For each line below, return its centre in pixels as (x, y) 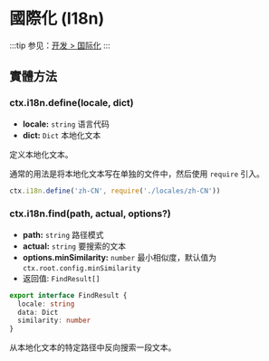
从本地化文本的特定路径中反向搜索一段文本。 (93, 347)
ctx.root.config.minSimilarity (82, 268)
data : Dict (38, 312)
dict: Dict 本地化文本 (62, 135)
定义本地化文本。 (41, 154)
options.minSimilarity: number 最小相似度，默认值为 (120, 257)
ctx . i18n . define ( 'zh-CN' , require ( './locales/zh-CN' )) (115, 191)
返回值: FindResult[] (61, 278)
